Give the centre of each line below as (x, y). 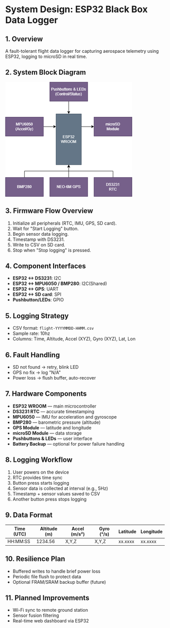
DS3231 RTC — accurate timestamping (53, 411)
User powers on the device (41, 472)
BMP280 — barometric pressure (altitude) (57, 422)
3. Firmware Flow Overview (49, 211)
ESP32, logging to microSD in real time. (46, 56)
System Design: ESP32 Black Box (76, 9)
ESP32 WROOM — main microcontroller (54, 406)
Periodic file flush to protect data (47, 576)
